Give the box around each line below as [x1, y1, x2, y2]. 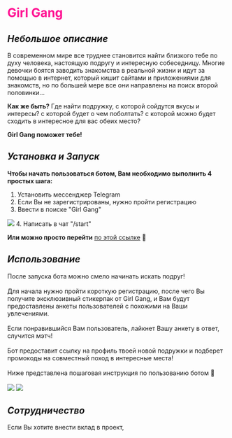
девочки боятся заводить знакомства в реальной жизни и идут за [7, 66, 205, 74]
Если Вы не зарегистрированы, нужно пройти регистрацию [17, 197, 197, 206]
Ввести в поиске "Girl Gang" [17, 205, 101, 213]
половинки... [7, 89, 45, 97]
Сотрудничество [7, 404, 85, 417]
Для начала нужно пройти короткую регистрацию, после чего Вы [7, 287, 205, 295]
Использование [7, 253, 80, 265]
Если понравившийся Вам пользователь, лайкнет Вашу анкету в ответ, [7, 324, 220, 332]
